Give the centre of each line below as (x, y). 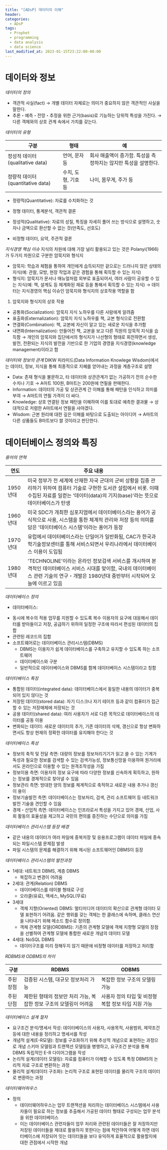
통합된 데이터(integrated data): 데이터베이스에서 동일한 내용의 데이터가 (81, 689)
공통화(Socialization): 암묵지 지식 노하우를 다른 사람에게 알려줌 (73, 312)
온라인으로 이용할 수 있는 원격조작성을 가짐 (63, 767)
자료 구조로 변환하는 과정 (45, 1065)
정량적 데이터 (22, 177)
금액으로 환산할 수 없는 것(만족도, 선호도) (61, 228)
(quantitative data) (29, 184)
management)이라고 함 (35, 350)
